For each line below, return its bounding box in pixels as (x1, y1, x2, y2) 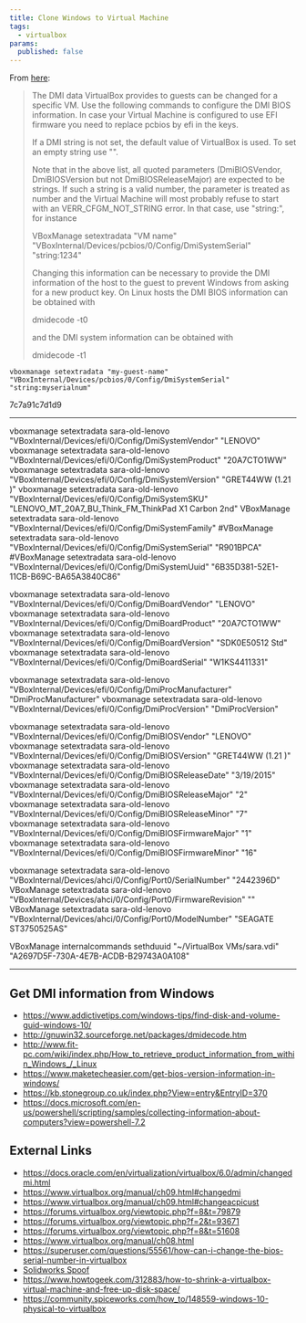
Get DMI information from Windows (9, 985, 215, 1001)
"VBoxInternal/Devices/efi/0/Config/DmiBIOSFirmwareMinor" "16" (9, 847, 258, 858)
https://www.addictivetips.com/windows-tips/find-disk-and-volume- (22, 1010, 280, 1021)
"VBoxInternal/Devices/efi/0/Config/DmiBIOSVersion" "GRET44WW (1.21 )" (9, 751, 291, 761)
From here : (9, 72, 51, 83)
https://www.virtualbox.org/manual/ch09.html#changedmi (22, 1186, 241, 1197)
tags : (9, 22, 30, 31)
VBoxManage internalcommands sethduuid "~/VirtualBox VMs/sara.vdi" (9, 941, 280, 952)
